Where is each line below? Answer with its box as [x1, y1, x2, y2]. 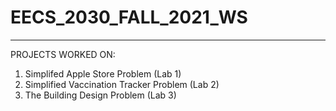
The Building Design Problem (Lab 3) [24, 89, 177, 101]
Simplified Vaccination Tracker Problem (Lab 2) [24, 78, 220, 90]
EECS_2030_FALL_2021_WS [10, 6, 248, 29]
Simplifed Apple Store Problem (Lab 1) [24, 67, 182, 80]
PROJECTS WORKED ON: [10, 48, 116, 60]
